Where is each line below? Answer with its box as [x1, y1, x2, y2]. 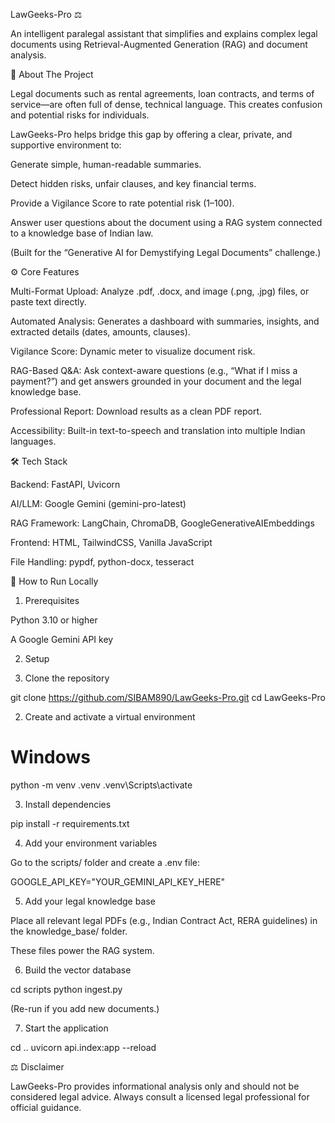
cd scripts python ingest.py [10, 983, 123, 995]
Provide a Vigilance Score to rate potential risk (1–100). [10, 197, 235, 209]
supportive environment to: [10, 139, 122, 151]
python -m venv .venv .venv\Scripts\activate [10, 779, 193, 791]
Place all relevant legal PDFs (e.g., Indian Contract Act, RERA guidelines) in [10, 914, 318, 926]
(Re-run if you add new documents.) [10, 1002, 160, 1014]
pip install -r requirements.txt [10, 817, 130, 829]
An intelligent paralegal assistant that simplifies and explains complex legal [10, 28, 318, 39]
